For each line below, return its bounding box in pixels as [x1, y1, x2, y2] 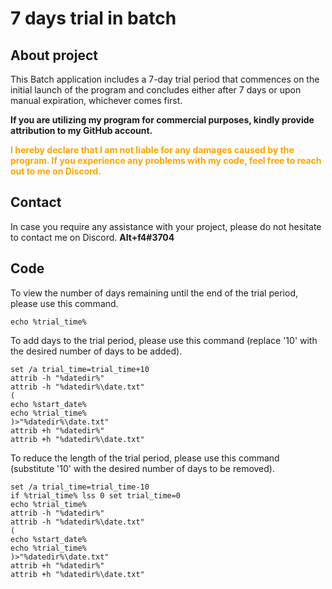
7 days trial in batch [10, 7, 177, 30]
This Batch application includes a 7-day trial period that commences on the [10, 73, 320, 85]
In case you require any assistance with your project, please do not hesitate [10, 220, 322, 232]
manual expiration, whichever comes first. [10, 95, 183, 106]
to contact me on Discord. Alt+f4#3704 [10, 231, 175, 243]
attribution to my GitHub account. [10, 125, 153, 136]
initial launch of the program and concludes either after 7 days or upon [10, 84, 302, 96]
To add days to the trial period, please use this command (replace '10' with [10, 334, 318, 346]
